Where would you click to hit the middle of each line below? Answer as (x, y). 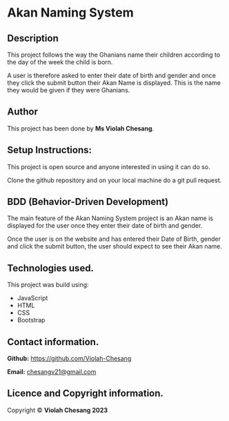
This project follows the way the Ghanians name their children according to (114, 55)
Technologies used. (51, 268)
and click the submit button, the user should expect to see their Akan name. (114, 246)
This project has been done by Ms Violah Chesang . (81, 128)
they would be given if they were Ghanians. (69, 90)
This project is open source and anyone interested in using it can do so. (109, 166)
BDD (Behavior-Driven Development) (88, 202)
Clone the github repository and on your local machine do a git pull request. (114, 180)
